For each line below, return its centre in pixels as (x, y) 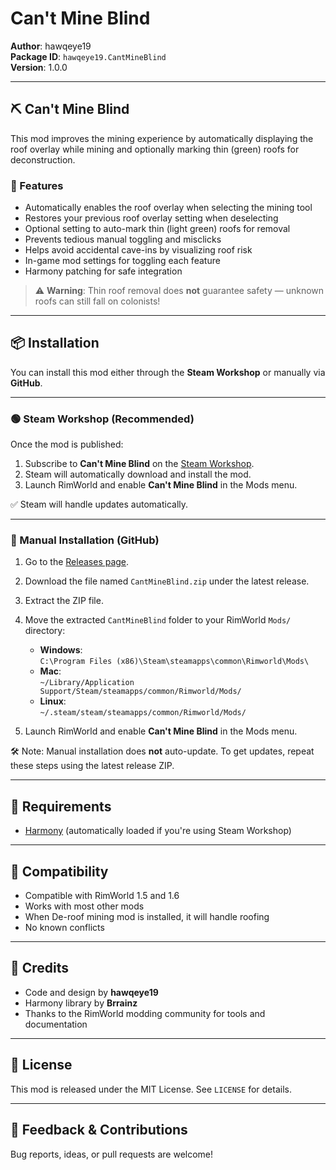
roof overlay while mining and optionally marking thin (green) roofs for (155, 149)
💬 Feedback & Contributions (99, 1130)
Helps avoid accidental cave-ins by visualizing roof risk (138, 250)
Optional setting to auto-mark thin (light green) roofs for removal (157, 229)
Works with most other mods (84, 906)
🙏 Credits (40, 968)
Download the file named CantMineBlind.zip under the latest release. (167, 581)
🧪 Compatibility (59, 871)
